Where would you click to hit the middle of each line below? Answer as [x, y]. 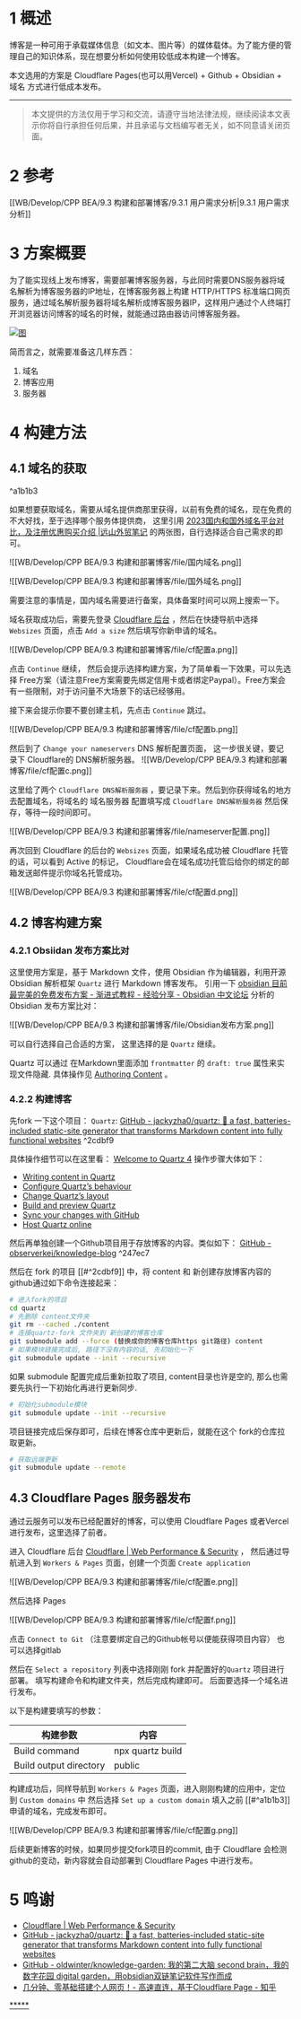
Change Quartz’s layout [65, 1195]
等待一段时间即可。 [60, 812]
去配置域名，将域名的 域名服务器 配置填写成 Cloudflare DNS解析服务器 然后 [145, 800]
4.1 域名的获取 [48, 469]
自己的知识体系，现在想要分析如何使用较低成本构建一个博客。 [130, 56]
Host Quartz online [57, 1224]
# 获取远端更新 [34, 1459]
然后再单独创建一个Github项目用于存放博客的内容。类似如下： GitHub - [140, 1243]
